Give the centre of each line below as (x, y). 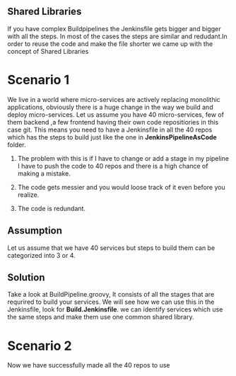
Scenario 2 (40, 346)
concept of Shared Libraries (48, 51)
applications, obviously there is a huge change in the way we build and (110, 107)
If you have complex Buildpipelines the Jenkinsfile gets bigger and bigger (114, 28)
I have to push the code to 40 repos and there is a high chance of (113, 166)
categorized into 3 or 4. (41, 255)
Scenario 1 (39, 80)
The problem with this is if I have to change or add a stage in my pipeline (123, 158)
